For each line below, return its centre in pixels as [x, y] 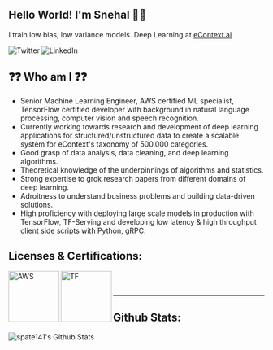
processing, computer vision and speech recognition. [109, 118]
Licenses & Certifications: [76, 256]
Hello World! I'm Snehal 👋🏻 [77, 15]
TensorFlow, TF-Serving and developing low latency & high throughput [139, 221]
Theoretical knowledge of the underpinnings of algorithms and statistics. [142, 170]
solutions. [37, 204]
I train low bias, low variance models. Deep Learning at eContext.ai [120, 34]
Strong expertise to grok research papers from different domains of [133, 178]
